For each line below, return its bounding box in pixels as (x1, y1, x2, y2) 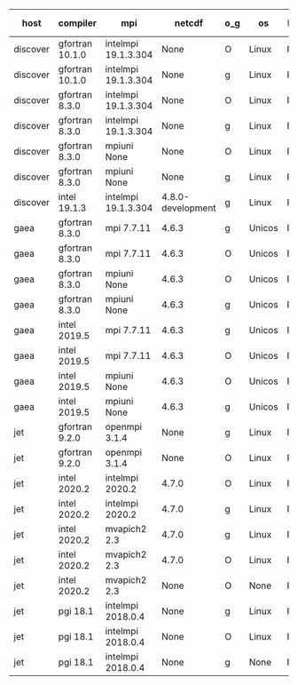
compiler (58, 17, 98, 29)
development (161, 202, 216, 214)
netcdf (174, 17, 204, 29)
